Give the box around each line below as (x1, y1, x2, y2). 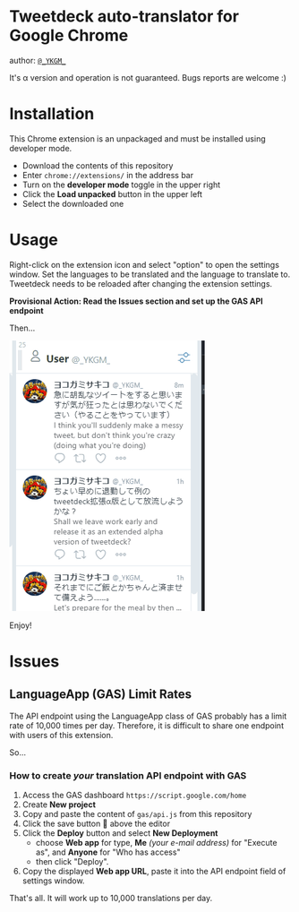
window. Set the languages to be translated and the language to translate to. (9, 269, 291, 280)
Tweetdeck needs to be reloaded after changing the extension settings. (9, 278, 273, 288)
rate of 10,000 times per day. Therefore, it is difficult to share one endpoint (9, 719, 285, 731)
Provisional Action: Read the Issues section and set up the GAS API (9, 296, 264, 306)
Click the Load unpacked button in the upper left (21, 188, 203, 199)
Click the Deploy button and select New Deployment (21, 828, 218, 839)
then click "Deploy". (35, 856, 109, 867)
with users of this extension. (9, 729, 114, 740)
